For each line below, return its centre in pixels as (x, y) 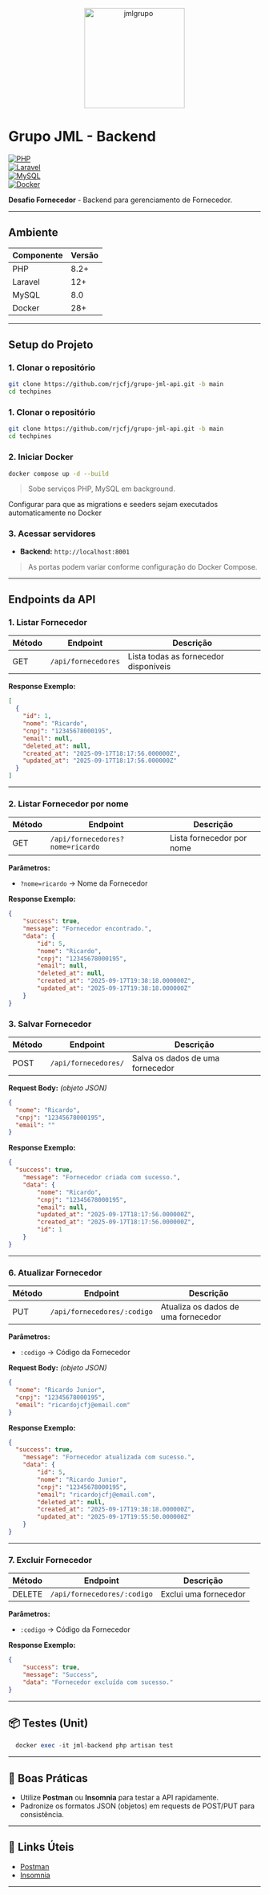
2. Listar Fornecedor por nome (68, 804)
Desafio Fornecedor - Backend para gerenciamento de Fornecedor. (120, 200)
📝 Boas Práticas (48, 1778)
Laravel (26, 282)
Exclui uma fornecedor (203, 1594)
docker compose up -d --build (59, 473)
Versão (84, 255)
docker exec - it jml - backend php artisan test (94, 1746)
